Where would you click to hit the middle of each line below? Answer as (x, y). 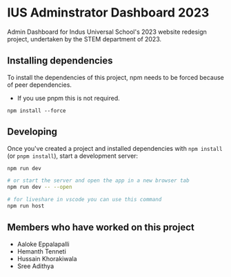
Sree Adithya (36, 266)
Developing (32, 132)
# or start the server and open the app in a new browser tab (98, 181)
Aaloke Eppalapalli (43, 244)
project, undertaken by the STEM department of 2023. (84, 39)
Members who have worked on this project (101, 228)
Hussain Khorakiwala (47, 258)
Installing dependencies (60, 61)
